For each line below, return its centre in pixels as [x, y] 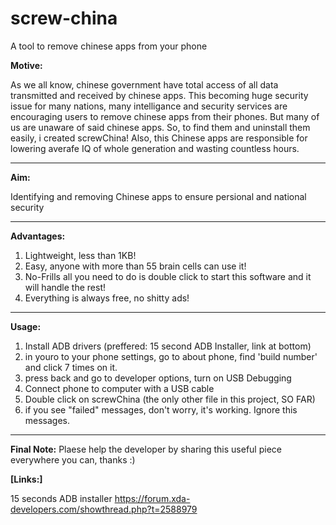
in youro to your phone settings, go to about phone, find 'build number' [171, 356]
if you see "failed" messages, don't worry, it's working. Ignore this [161, 409]
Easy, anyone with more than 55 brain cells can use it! [135, 266]
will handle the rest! [65, 287]
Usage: [26, 326]
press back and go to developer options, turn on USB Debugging [158, 378]
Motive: [26, 65]
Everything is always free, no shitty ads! [107, 298]
